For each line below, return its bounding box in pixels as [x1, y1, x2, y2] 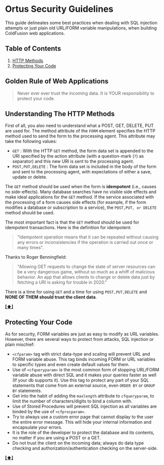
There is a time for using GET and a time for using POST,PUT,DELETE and [5, 289, 147, 295]
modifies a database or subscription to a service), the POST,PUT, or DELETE [5, 204, 157, 210]
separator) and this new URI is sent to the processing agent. [12, 159, 134, 165]
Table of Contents [5, 44, 62, 53]
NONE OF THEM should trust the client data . [5, 294, 97, 300]
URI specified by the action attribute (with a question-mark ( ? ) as [12, 153, 144, 159]
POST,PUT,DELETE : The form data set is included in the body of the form [12, 164, 157, 169]
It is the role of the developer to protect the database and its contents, [12, 430, 155, 435]
